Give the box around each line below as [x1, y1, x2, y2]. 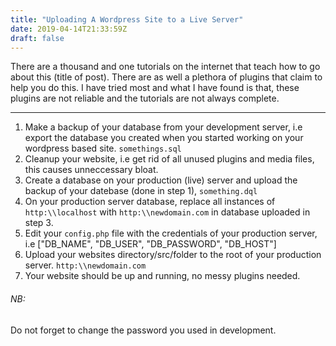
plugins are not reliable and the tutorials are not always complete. [10, 92, 280, 105]
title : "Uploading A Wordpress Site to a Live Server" [10, 14, 244, 25]
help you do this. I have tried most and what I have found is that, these [10, 82, 300, 94]
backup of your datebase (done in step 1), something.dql [24, 185, 258, 197]
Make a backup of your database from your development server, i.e [24, 121, 303, 133]
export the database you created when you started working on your [24, 132, 304, 144]
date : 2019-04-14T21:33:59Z [10, 24, 128, 34]
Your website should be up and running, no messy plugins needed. [24, 270, 301, 282]
